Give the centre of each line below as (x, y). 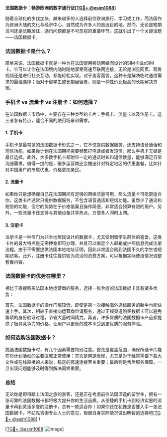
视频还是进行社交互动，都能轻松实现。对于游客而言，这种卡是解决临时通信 (81, 76)
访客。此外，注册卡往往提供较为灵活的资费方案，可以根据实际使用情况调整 (85, 256)
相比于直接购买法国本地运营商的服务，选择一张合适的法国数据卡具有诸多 (79, 288)
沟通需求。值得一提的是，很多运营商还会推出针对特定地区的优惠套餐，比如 (81, 163)
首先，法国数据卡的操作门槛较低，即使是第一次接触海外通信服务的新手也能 (81, 305)
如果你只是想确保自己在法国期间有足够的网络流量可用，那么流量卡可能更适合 (83, 194)
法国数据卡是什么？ (28, 51)
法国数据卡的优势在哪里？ (36, 276)
